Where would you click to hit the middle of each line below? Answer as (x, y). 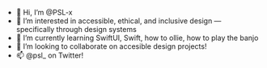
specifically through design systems (76, 29)
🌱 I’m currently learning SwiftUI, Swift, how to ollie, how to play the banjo (137, 38)
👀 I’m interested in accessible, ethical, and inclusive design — (119, 21)
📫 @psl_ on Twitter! (50, 55)
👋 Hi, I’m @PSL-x (44, 12)
